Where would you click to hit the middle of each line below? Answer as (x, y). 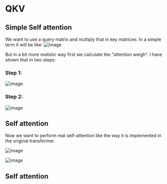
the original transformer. (30, 141)
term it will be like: (24, 45)
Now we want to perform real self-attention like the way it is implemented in (83, 136)
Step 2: (14, 97)
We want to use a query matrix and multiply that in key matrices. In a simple (83, 39)
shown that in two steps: (31, 60)
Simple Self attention (39, 27)
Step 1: (14, 72)
